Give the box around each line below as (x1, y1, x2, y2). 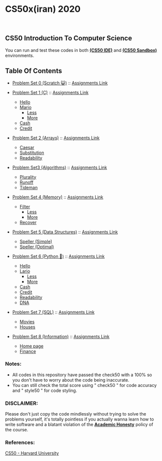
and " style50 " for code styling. (12, 387, 77, 393)
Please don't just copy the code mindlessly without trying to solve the (5, 411, 146, 417)
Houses (19, 324, 35, 330)
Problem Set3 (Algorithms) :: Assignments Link (12, 164, 107, 170)
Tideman (19, 184, 38, 191)
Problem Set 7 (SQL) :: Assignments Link (12, 309, 95, 315)
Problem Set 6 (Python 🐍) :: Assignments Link (12, 253, 105, 259)
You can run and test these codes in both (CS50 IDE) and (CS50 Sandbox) (5, 47, 157, 53)
